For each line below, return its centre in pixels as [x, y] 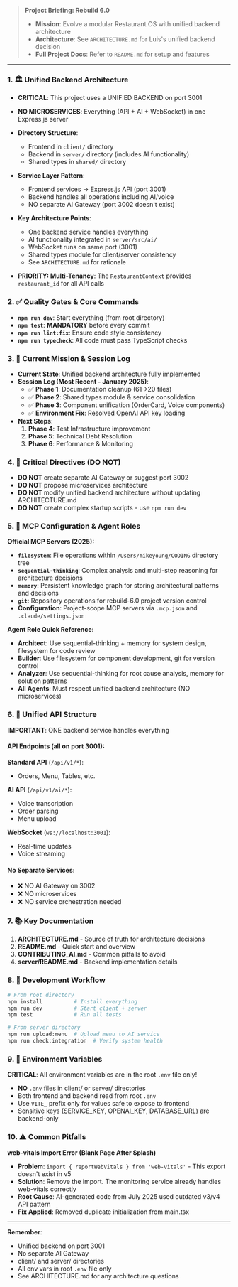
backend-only [38, 1119]
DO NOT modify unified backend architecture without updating [109, 492]
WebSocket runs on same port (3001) [83, 247]
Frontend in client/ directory [71, 147]
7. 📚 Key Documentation [51, 921]
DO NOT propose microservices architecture [83, 485]
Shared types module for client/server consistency [102, 254]
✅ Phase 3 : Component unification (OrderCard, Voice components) [126, 405]
